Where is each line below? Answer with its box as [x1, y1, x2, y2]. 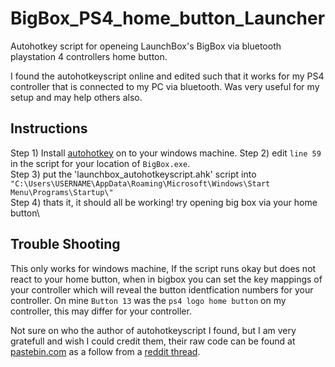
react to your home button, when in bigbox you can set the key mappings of [10, 273, 323, 285]
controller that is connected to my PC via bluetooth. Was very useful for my [10, 80, 320, 92]
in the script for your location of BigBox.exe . [10, 157, 191, 169]
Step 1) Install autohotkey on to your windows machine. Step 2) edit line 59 [10, 147, 322, 159]
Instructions [10, 120, 88, 137]
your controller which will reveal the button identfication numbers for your [10, 283, 314, 296]
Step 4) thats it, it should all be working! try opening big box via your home [10, 196, 318, 208]
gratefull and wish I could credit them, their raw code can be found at [10, 335, 296, 347]
